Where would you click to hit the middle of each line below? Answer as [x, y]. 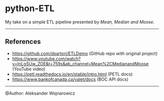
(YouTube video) [29, 69]
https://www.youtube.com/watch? [46, 58]
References [23, 42]
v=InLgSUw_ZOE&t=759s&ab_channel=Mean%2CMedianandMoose [80, 64]
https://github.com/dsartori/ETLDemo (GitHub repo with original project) [85, 53]
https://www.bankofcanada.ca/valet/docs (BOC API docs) [70, 79]
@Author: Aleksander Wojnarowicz [40, 93]
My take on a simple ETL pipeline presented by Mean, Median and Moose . [80, 22]
